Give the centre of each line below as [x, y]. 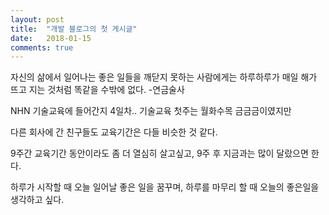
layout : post [37, 19]
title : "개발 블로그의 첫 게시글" [74, 29]
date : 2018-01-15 [51, 38]
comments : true [42, 47]
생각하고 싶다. [37, 200]
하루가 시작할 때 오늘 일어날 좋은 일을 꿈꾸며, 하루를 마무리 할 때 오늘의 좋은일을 [165, 187]
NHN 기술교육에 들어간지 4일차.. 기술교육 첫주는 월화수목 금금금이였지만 [151, 111]
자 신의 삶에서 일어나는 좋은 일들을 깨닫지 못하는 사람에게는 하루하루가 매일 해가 [164, 77]
